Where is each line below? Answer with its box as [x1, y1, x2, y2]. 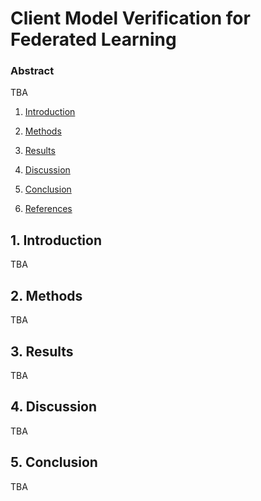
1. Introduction [10, 232, 102, 249]
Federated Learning [10, 28, 177, 51]
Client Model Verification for [10, 7, 251, 30]
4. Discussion [10, 398, 98, 416]
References [24, 203, 73, 215]
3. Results [10, 343, 74, 360]
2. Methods [10, 287, 83, 304]
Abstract [10, 64, 55, 78]
